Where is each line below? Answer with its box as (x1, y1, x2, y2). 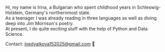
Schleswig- (136, 5, 161, 10)
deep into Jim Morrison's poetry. (5, 20, 74, 26)
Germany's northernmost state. (24, 10, 91, 16)
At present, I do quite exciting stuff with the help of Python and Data (5, 26, 148, 32)
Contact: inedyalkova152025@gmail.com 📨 (5, 41, 95, 47)
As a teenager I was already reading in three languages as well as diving (5, 15, 157, 21)
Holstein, (5, 10, 24, 16)
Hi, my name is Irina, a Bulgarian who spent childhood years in (5, 5, 136, 10)
